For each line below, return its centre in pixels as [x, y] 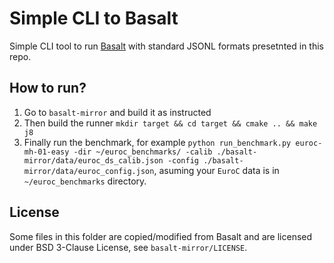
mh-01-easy [46, 152]
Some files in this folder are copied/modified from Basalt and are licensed [161, 236]
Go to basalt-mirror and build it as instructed [117, 112]
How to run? [48, 88]
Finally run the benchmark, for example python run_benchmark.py [157, 142]
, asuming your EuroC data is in [216, 170]
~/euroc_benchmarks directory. [85, 181]
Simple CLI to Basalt [94, 18]
